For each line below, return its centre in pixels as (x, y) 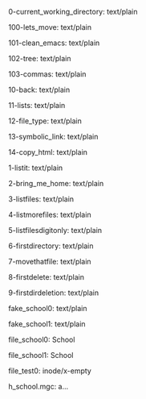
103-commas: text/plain (47, 74)
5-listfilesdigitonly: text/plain (55, 230)
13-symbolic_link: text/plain (53, 137)
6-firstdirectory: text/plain (51, 246)
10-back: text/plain (39, 89)
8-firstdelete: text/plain (46, 277)
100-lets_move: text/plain (50, 27)
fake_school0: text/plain (48, 308)
